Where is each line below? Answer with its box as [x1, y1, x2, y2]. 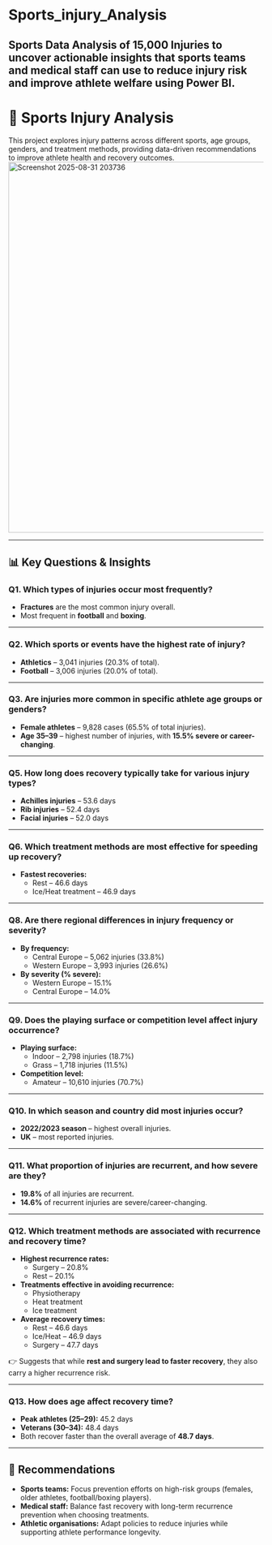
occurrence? [8, 1024, 60, 1035]
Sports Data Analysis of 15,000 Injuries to [8, 38, 223, 52]
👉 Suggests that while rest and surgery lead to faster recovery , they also [8, 1356, 258, 1366]
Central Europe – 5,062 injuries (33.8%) [32, 952, 164, 962]
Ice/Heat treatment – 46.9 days [32, 887, 136, 897]
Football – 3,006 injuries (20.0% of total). [19, 665, 159, 675]
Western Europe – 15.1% [32, 978, 113, 988]
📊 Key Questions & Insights [8, 555, 151, 569]
